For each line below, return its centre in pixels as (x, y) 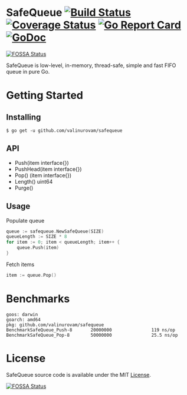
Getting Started (45, 96)
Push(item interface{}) (42, 162)
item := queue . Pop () (32, 275)
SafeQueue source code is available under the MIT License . (79, 374)
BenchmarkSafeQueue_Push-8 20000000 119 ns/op (91, 330)
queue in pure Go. (28, 71)
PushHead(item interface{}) (48, 169)
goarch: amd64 (24, 320)
